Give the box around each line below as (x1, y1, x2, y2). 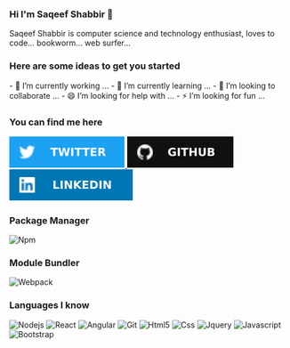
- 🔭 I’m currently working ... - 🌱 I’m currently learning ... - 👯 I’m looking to (9, 80, 276, 91)
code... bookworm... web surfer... (9, 37, 132, 48)
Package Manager (9, 214, 90, 226)
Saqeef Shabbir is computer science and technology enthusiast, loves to (9, 28, 276, 39)
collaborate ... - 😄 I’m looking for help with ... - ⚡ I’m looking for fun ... (9, 90, 265, 101)
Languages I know (9, 299, 90, 312)
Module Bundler (9, 257, 80, 270)
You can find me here (9, 116, 103, 128)
